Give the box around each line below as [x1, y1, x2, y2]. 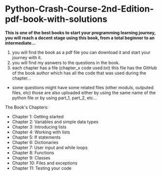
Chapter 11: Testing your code [12, 165, 72, 171]
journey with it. [12, 54, 42, 60]
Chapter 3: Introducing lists [12, 124, 67, 129]
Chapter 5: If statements [12, 134, 61, 140]
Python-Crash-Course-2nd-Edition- [5, 3, 154, 15]
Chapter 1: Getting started [12, 113, 64, 119]
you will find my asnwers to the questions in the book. [12, 60, 120, 65]
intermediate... [5, 40, 36, 46]
